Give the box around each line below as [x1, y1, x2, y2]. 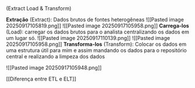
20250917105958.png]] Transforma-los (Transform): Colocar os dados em [6, 41, 187, 47]
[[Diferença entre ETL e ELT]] [6, 75, 76, 82]
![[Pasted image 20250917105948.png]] [6, 64, 102, 71]
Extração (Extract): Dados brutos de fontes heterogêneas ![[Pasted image [6, 16, 184, 23]
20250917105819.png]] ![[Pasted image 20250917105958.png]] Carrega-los [6, 23, 190, 29]
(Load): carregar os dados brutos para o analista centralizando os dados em [6, 28, 190, 35]
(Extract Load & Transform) [6, 5, 72, 12]
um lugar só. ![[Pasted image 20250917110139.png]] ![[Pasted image [6, 35, 170, 41]
